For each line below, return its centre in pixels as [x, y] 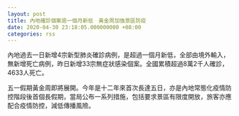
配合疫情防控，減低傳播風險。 [51, 106]
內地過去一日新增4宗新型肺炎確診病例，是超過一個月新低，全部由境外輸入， [118, 55]
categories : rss [31, 34]
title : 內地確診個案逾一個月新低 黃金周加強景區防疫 [77, 21]
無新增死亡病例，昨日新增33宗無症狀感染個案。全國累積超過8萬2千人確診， [118, 64]
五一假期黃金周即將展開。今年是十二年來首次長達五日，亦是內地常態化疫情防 [119, 88]
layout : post [27, 14]
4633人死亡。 [28, 73]
